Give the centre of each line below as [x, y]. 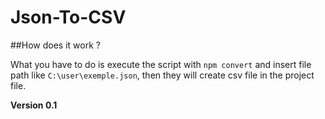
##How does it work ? [55, 45]
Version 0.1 [34, 105]
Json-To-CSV [68, 17]
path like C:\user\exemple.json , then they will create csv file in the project [162, 75]
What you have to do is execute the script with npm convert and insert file [161, 64]
